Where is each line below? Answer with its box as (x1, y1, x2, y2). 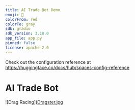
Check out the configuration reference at (5, 59, 91, 65)
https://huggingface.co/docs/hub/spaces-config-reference (5, 64, 130, 70)
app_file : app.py (5, 36, 42, 41)
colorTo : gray (5, 21, 36, 27)
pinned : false (5, 41, 36, 46)
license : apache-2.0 (5, 45, 49, 50)
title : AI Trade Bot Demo (5, 7, 60, 13)
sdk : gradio (5, 26, 31, 31)
